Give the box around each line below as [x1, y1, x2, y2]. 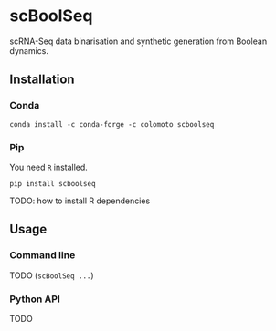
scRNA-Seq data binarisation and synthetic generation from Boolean [9, 36, 268, 47]
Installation [9, 72, 75, 88]
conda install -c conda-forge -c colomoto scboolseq [9, 119, 215, 129]
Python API [9, 293, 61, 305]
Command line [9, 249, 76, 262]
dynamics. [9, 45, 48, 56]
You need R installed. [9, 161, 89, 172]
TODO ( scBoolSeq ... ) [9, 270, 94, 281]
